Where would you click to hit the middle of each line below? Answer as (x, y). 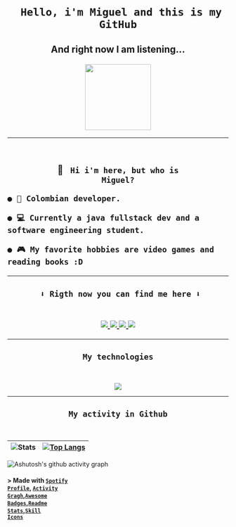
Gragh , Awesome (27, 495)
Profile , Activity (33, 488)
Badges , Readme (27, 503)
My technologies (118, 357)
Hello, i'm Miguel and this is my (121, 12)
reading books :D (45, 262)
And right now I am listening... (118, 49)
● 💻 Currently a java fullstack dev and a (104, 218)
